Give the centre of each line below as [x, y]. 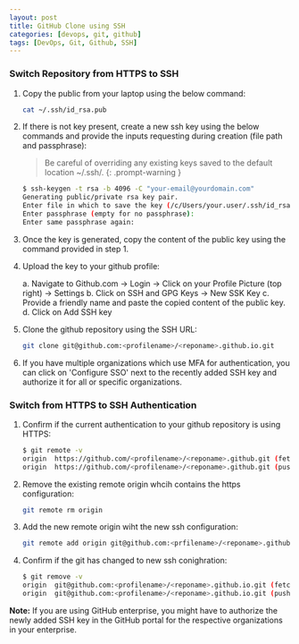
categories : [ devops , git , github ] [75, 34]
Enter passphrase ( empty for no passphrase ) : [108, 214]
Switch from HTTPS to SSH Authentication [103, 405]
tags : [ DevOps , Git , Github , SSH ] [74, 42]
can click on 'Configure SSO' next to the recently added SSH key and [149, 372]
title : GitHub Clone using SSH [67, 26]
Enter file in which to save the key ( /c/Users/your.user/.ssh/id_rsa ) [158, 206]
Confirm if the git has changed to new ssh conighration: [125, 561]
